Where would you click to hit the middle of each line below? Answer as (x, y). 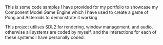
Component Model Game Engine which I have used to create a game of (77, 12)
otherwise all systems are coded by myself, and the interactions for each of (81, 32)
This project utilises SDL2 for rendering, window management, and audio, (79, 27)
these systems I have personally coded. (45, 37)
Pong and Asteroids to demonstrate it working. (52, 17)
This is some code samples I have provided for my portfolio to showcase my (81, 7)
